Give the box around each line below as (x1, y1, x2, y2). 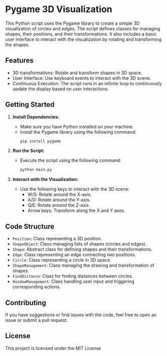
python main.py (20, 167, 52, 172)
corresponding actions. (12, 284, 61, 290)
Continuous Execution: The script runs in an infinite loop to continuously (12, 80, 162, 86)
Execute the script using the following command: (20, 157, 122, 163)
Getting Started (5, 100, 55, 109)
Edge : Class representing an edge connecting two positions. (12, 252, 136, 258)
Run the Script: (12, 148, 45, 154)
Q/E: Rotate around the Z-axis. (27, 202, 91, 208)
